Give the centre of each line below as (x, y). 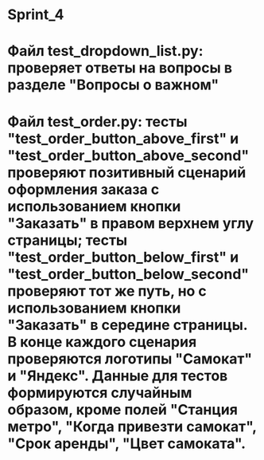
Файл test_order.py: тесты (97, 122)
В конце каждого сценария (102, 342)
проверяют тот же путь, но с (107, 291)
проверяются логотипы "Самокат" (130, 358)
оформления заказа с (83, 189)
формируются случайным (100, 393)
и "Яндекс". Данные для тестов (118, 375)
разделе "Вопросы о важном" (113, 85)
